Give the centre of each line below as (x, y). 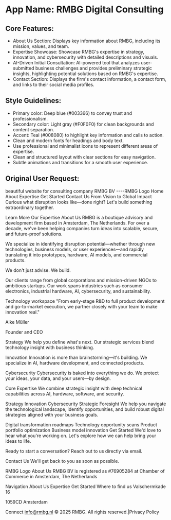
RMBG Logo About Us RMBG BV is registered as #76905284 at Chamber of (85, 471)
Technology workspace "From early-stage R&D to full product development (85, 301)
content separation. (33, 129)
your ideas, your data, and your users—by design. (58, 378)
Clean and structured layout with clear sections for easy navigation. (84, 157)
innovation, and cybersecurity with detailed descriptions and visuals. (85, 57)
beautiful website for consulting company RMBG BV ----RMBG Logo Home (84, 191)
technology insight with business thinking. (50, 347)
